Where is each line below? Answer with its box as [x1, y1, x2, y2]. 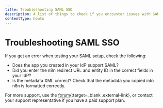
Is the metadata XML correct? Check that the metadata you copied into [12, 78, 154, 84]
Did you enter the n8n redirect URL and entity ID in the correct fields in [12, 67, 153, 73]
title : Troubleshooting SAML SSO [5, 7, 73, 12]
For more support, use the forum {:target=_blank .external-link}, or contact [5, 93, 153, 98]
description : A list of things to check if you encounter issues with [5, 12, 151, 16]
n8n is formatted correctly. [12, 83, 65, 89]
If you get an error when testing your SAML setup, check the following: [5, 53, 147, 59]
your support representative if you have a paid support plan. [5, 97, 125, 103]
